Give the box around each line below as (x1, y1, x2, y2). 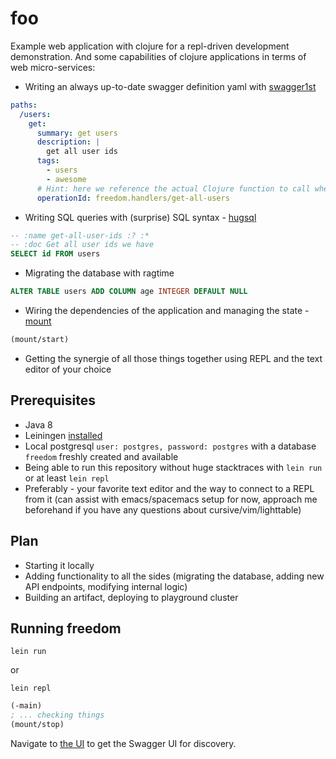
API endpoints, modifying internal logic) (24, 580, 188, 592)
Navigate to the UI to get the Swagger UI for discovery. (10, 738, 237, 749)
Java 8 (24, 418, 53, 431)
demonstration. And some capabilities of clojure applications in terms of (10, 50, 307, 62)
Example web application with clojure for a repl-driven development (10, 40, 290, 52)
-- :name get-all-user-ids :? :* (10, 230, 150, 241)
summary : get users (36, 128, 118, 138)
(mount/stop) (10, 720, 65, 730)
